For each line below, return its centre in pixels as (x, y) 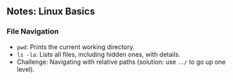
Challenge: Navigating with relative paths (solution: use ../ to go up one (121, 62)
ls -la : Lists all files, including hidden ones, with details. (98, 54)
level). (26, 69)
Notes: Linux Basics (51, 12)
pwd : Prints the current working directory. (75, 47)
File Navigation (33, 32)
